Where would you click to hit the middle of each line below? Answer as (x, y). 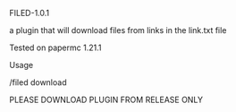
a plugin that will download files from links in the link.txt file (118, 30)
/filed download (38, 82)
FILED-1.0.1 (29, 13)
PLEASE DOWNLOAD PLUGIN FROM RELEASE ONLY (106, 99)
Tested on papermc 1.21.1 (55, 47)
